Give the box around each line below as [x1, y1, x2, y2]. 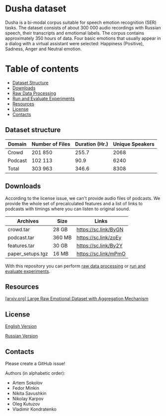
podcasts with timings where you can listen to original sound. [5, 206, 130, 212]
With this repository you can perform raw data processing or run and [5, 263, 146, 269]
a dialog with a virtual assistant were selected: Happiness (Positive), [5, 40, 144, 46]
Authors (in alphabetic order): [5, 370, 65, 376]
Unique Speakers [113, 140, 155, 147]
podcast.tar [7, 234, 35, 241]
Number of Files [31, 140, 70, 147]
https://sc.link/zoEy [76, 234, 121, 241]
